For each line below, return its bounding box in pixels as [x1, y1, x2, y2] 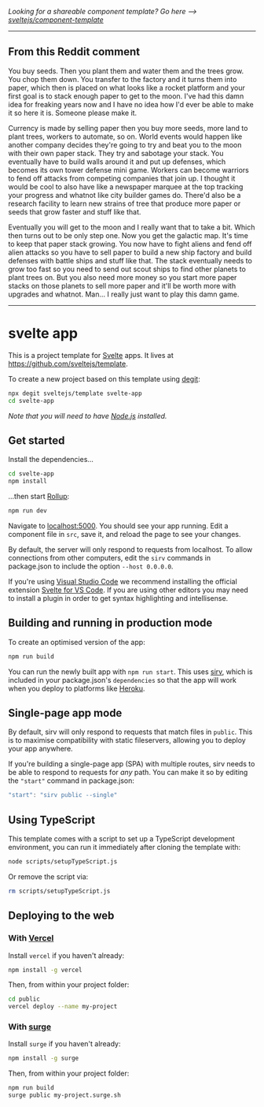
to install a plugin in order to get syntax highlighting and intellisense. [8, 593, 229, 602]
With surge [8, 1021, 52, 1032]
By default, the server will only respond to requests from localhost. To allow [8, 544, 253, 554]
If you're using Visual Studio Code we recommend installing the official [8, 576, 237, 586]
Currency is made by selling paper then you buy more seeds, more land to [8, 123, 248, 132]
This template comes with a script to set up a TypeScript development [8, 834, 236, 844]
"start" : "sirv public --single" [8, 792, 118, 799]
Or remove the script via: [8, 872, 89, 881]
